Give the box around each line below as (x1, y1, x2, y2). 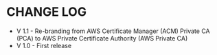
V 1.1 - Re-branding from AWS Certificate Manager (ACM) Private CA (16, 27, 210, 35)
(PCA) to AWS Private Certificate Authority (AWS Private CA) (16, 34, 188, 42)
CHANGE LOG (6, 4, 87, 20)
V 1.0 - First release (16, 41, 72, 49)
